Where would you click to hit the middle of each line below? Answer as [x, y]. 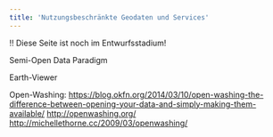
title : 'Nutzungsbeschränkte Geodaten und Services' [109, 17]
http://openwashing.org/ [91, 113]
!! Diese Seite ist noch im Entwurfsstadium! [88, 43]
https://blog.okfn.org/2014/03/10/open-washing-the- [166, 94]
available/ [27, 113]
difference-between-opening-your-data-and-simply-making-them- [133, 104]
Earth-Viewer [33, 77]
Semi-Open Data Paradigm [59, 60]
